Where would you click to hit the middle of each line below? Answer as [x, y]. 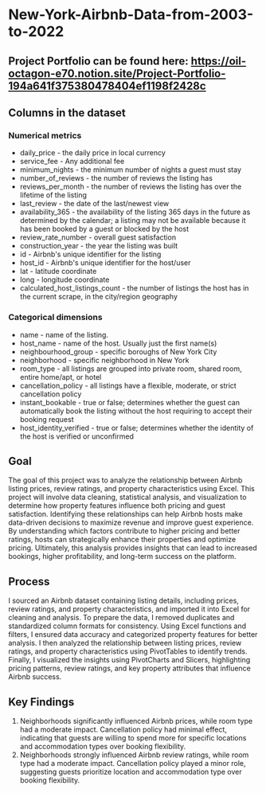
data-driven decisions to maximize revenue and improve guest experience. [131, 522]
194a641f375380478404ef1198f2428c [107, 86]
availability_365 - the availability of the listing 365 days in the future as [135, 212]
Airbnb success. [35, 677]
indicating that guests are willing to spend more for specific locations [133, 738]
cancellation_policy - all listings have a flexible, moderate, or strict [128, 385]
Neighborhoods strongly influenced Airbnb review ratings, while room [134, 755]
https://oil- [219, 61]
